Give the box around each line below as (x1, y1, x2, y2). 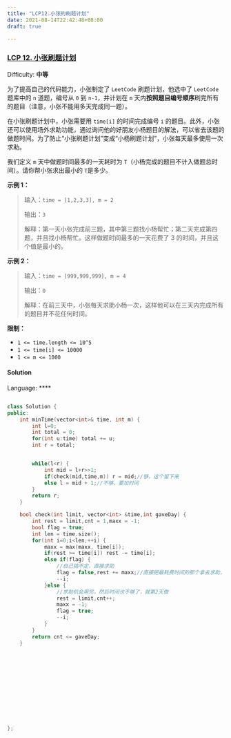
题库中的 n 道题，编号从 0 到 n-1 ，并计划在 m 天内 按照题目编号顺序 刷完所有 (7, 93, 219, 102)
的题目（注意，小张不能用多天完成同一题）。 (7, 102, 131, 111)
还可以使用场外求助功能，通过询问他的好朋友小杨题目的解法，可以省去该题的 (7, 125, 225, 133)
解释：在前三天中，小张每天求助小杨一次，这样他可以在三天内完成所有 (23, 301, 224, 309)
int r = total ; (32, 442, 76, 449)
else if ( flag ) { (43, 556, 91, 563)
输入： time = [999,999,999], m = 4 (23, 271, 126, 280)
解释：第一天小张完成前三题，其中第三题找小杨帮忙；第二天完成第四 (23, 225, 218, 233)
